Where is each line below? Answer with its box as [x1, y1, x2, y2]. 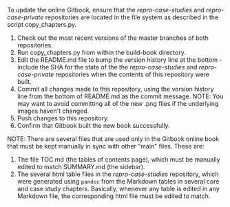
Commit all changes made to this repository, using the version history [17, 85, 215, 93]
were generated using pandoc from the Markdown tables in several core [17, 177, 220, 185]
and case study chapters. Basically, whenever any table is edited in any [17, 185, 220, 193]
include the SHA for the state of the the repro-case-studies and [17, 63, 198, 71]
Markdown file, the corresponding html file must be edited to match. [17, 192, 211, 200]
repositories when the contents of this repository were [55, 70, 210, 78]
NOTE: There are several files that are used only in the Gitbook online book [7, 135, 220, 143]
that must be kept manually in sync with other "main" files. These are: [7, 142, 205, 150]
